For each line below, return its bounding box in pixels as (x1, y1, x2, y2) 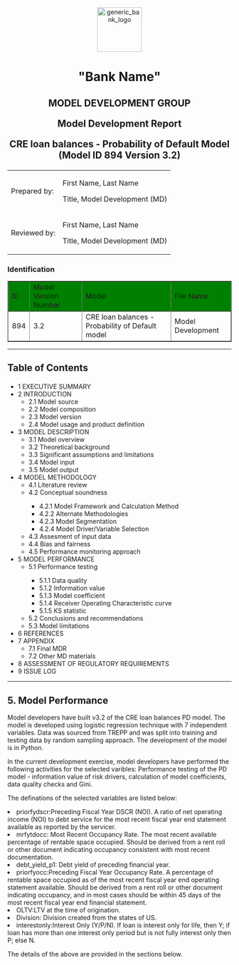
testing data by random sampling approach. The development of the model (7, 736, 228, 744)
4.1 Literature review (28, 480, 87, 490)
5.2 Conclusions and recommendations (28, 614, 144, 623)
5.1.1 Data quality (38, 576, 87, 585)
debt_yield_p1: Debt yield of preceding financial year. (16, 860, 171, 869)
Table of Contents (7, 362, 89, 374)
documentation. (7, 853, 54, 862)
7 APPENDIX (17, 637, 55, 645)
